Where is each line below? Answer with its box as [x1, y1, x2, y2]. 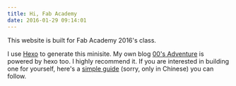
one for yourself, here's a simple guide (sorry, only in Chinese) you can [7, 64, 214, 73]
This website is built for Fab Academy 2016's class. [7, 36, 157, 44]
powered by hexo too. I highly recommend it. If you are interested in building [7, 57, 230, 65]
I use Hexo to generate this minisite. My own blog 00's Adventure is [7, 50, 204, 58]
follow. [7, 71, 27, 80]
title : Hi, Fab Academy [7, 10, 78, 17]
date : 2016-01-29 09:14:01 [7, 17, 87, 24]
